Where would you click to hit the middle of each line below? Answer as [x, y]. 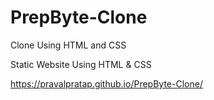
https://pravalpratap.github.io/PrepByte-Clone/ [106, 83]
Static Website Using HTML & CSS [81, 64]
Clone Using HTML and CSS [68, 45]
